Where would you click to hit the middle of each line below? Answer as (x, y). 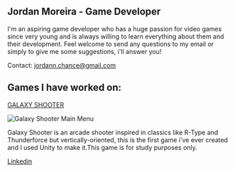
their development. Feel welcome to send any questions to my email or (111, 44)
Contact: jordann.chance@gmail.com (62, 65)
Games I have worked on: (65, 88)
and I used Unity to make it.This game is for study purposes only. (102, 147)
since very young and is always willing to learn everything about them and (116, 36)
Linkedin (20, 161)
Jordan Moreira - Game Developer (84, 12)
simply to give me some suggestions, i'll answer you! (84, 51)
